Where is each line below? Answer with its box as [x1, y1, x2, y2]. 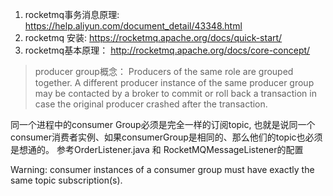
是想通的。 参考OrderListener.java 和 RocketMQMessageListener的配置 [10, 144, 304, 155]
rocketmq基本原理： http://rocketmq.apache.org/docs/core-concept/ [24, 44, 311, 56]
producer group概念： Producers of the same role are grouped [34, 66, 294, 77]
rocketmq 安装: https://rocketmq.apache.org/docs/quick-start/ [24, 32, 283, 43]
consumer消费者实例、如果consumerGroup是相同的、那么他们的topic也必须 [10, 131, 323, 143]
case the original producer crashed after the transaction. [34, 98, 268, 110]
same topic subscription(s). [10, 174, 123, 186]
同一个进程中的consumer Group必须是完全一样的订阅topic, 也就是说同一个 [10, 119, 316, 130]
